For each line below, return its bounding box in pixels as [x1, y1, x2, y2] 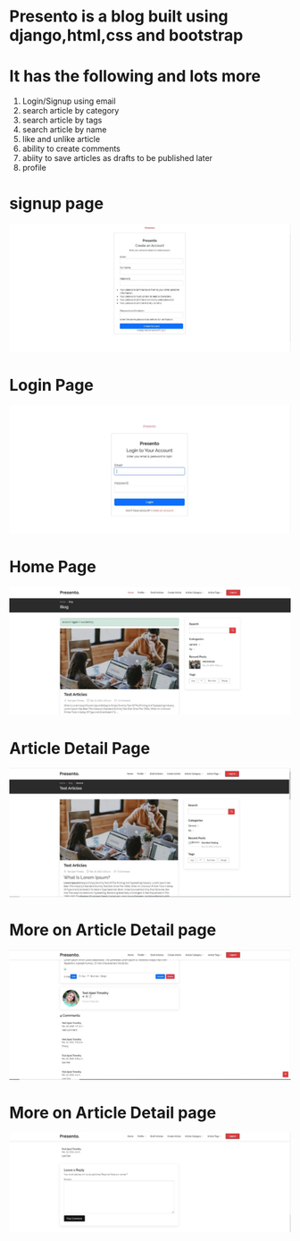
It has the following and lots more [9, 66, 262, 87]
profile [21, 163, 46, 173]
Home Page [9, 556, 96, 577]
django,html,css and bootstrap [9, 25, 244, 46]
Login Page [9, 376, 94, 395]
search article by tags [21, 114, 103, 126]
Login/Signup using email [21, 96, 116, 106]
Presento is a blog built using [9, 6, 229, 27]
